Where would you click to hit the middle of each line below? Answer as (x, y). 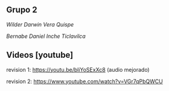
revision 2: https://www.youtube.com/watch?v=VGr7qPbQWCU (84, 81)
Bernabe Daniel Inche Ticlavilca (46, 36)
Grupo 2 (22, 10)
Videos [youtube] (40, 55)
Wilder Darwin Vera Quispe (40, 24)
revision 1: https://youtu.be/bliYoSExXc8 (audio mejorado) (78, 69)
